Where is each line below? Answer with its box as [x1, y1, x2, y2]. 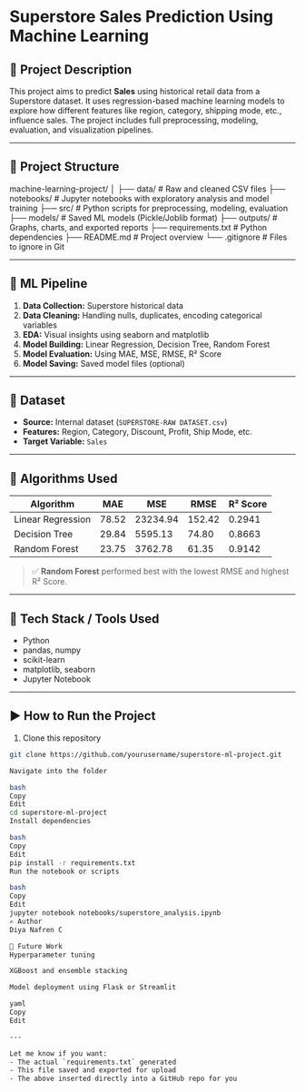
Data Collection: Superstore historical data [22, 300, 184, 310]
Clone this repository [22, 733, 102, 743]
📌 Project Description [9, 62, 133, 77]
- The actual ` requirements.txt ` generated [9, 1058, 177, 1067]
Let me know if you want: [9, 1048, 107, 1058]
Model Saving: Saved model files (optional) [22, 358, 186, 369]
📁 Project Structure [9, 159, 120, 174]
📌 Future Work [9, 941, 64, 950]
